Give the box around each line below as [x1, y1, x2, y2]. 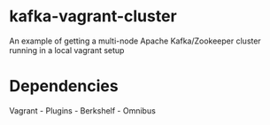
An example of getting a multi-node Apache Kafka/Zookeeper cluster [9, 35, 261, 46]
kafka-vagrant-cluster [9, 6, 177, 27]
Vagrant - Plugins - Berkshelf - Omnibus [9, 105, 157, 116]
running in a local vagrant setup [9, 44, 125, 55]
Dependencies [9, 76, 119, 97]
